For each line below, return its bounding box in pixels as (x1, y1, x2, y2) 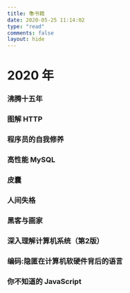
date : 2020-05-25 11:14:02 (7, 17, 85, 23)
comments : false (7, 29, 54, 37)
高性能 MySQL (7, 155, 55, 164)
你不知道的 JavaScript (7, 276, 82, 286)
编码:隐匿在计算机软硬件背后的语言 (7, 256, 123, 266)
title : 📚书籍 (7, 10, 45, 17)
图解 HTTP (7, 115, 43, 124)
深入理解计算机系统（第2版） (7, 236, 104, 245)
